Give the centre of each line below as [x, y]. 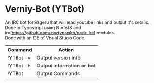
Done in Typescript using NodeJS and [43, 27]
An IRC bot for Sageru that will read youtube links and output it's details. [77, 22]
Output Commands [58, 73]
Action [66, 50]
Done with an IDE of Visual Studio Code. [45, 38]
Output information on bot [66, 66]
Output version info [59, 58]
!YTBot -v [19, 58]
